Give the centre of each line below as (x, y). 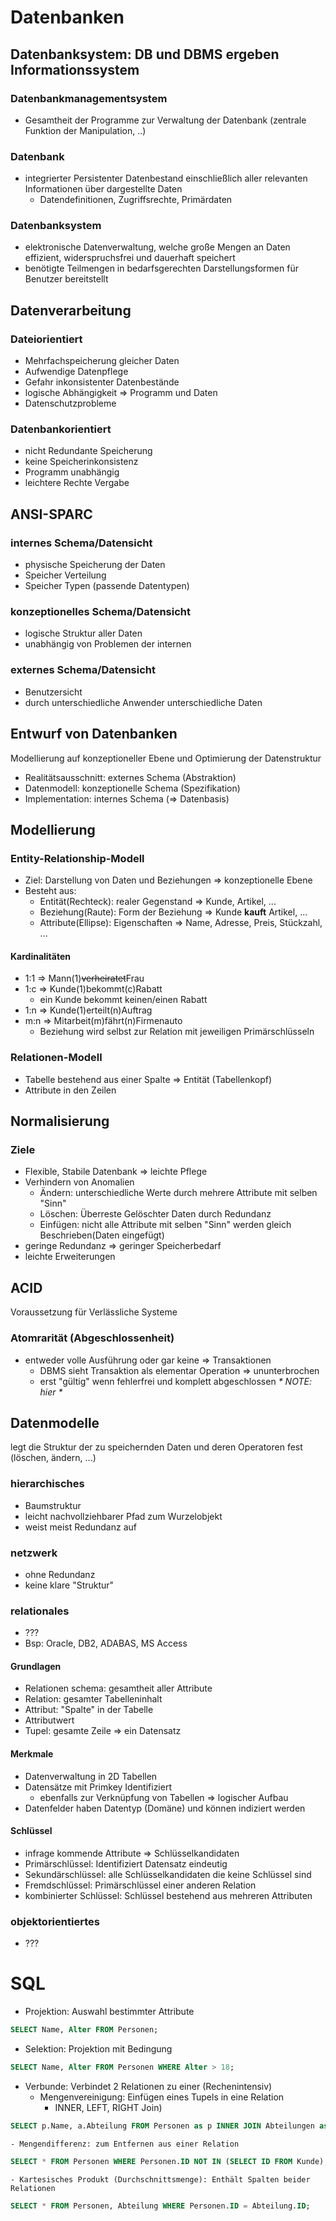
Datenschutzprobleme (70, 403)
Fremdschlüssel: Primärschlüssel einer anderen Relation (140, 1885)
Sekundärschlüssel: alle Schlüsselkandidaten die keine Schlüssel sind (168, 1874)
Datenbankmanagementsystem (89, 98)
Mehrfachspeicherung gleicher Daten (102, 361)
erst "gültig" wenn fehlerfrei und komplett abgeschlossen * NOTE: (175, 1381)
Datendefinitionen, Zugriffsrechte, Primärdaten (136, 200)
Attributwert (49, 1720)
